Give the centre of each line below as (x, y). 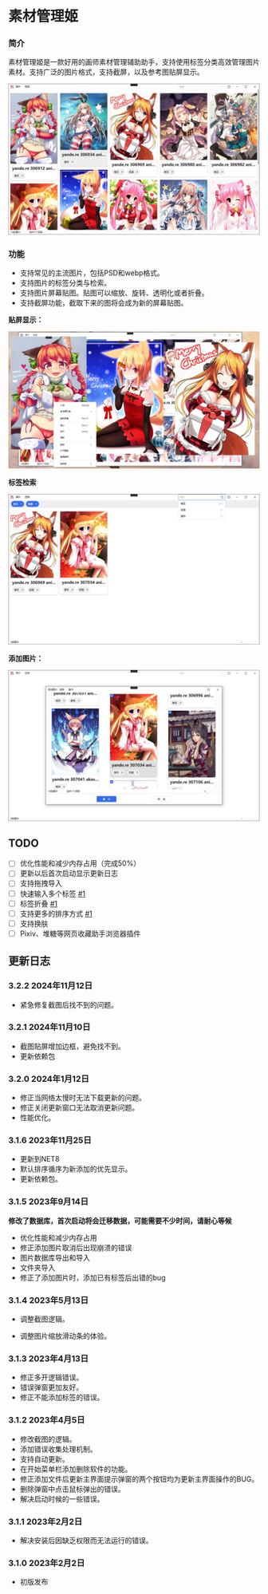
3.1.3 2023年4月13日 (49, 1359)
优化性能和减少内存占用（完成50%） (80, 863)
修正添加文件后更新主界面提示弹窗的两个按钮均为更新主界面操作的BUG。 (139, 1479)
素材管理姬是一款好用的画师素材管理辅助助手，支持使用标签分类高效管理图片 (134, 62)
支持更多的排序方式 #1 (56, 913)
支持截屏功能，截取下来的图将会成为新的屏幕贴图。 (104, 302)
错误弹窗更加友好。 (51, 1387)
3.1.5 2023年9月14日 (49, 1201)
